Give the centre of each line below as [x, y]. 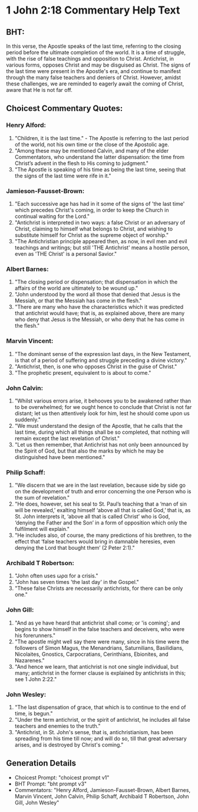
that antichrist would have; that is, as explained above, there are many [100, 313]
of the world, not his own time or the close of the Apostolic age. [92, 144]
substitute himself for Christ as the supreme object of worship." [92, 235]
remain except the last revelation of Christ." [67, 438]
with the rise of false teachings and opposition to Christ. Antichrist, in [90, 59]
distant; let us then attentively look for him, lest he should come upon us [102, 413]
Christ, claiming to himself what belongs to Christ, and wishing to [93, 229]
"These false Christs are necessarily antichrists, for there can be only [99, 588]
